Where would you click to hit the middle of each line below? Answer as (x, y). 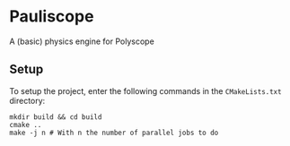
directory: (27, 100)
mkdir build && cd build (56, 117)
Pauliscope (52, 17)
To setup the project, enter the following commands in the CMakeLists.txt (145, 90)
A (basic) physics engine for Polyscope (82, 41)
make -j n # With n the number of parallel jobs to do (114, 133)
